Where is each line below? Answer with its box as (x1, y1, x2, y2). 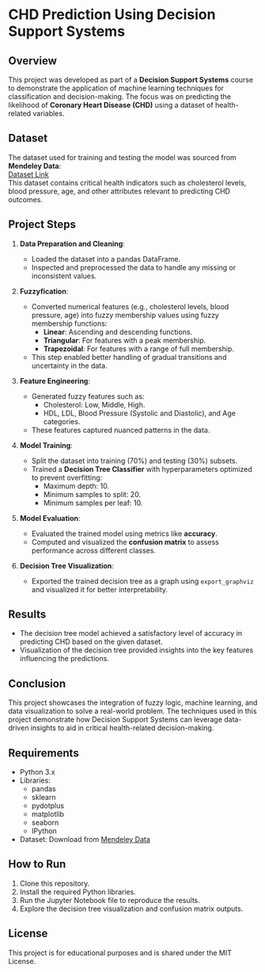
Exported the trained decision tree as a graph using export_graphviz (31, 576, 255, 586)
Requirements (8, 746, 79, 760)
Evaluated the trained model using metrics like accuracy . (31, 529, 218, 538)
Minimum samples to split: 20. (43, 489, 141, 499)
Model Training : (19, 440, 73, 450)
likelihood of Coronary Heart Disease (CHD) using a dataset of (8, 101, 214, 109)
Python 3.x (19, 767, 55, 777)
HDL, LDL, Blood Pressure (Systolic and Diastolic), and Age (43, 408, 236, 418)
